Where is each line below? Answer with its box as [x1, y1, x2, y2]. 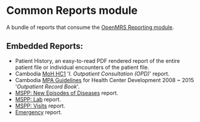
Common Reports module [6, 4, 138, 18]
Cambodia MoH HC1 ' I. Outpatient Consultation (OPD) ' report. [15, 70, 170, 77]
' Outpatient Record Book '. [15, 83, 80, 90]
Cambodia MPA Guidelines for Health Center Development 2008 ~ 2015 [15, 76, 194, 83]
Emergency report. [15, 108, 62, 115]
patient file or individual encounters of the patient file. [15, 63, 150, 71]
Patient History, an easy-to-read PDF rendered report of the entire [15, 57, 181, 64]
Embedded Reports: [6, 41, 84, 51]
